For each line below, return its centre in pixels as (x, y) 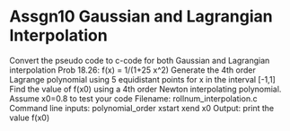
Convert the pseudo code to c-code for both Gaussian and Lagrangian (140, 60)
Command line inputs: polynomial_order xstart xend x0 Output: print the (142, 108)
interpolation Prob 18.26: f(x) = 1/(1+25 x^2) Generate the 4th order (132, 70)
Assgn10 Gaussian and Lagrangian (141, 17)
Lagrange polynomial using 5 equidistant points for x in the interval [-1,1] (142, 79)
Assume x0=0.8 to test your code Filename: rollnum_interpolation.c (133, 98)
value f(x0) (30, 118)
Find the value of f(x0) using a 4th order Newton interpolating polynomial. (145, 89)
